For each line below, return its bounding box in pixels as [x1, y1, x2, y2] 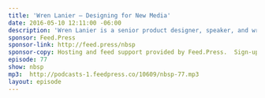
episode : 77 [8, 56, 47, 64]
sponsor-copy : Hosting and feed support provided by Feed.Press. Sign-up [8, 48, 259, 56]
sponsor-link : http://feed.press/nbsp [8, 41, 136, 49]
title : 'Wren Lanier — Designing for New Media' [8, 11, 171, 20]
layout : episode [8, 77, 62, 85]
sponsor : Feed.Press [8, 33, 77, 42]
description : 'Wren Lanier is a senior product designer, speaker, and [8, 26, 248, 34]
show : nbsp [8, 63, 44, 71]
